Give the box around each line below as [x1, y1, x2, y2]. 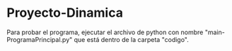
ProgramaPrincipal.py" [6, 35, 73, 43]
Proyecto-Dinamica [6, 5, 123, 21]
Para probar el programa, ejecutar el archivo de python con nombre [6, 28, 204, 36]
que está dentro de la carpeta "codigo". [74, 35, 189, 43]
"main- [204, 28, 226, 36]
